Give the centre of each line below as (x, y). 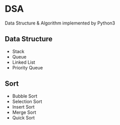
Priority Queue (27, 67)
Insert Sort (23, 107)
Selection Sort (27, 101)
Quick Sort (23, 117)
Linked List (23, 62)
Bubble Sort (25, 96)
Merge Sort (24, 112)
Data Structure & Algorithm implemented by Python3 (60, 23)
